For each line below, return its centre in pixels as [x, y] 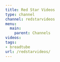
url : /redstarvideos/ [28, 51]
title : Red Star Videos [30, 10]
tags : [11, 42]
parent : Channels [33, 33]
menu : [11, 24]
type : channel [20, 14]
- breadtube [18, 47]
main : [16, 28]
